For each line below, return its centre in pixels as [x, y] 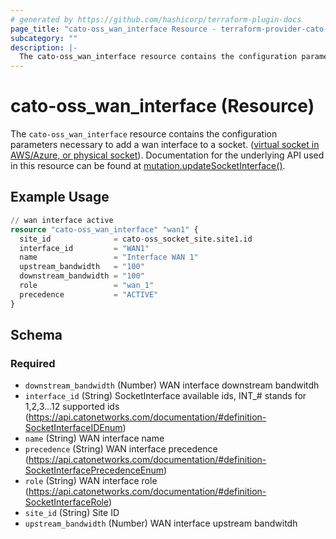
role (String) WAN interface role [91, 481]
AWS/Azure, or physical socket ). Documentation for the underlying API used [167, 155]
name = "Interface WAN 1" [109, 257]
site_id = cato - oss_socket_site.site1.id [136, 239]
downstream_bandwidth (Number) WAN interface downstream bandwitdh [172, 385]
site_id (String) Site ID [72, 513]
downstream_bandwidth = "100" [82, 276]
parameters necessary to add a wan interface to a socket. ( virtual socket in [165, 145]
